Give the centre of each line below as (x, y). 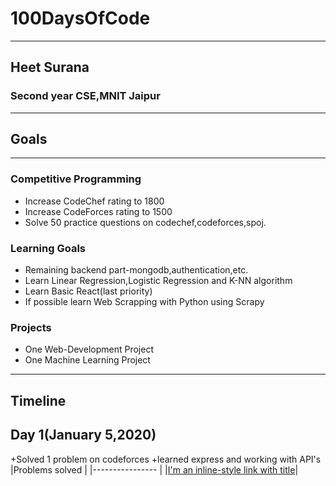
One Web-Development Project (89, 349)
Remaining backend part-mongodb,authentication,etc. (136, 270)
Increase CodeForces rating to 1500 (98, 211)
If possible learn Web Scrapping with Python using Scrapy (144, 302)
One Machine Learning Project (87, 360)
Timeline (38, 400)
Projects (31, 327)
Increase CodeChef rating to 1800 (94, 201)
